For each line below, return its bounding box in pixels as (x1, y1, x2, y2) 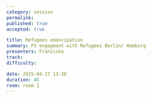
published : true (6, 20, 48, 26)
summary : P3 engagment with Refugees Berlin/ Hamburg (6, 43, 147, 49)
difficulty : (6, 59, 37, 66)
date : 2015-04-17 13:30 (6, 71, 67, 77)
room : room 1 (6, 82, 40, 89)
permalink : (6, 15, 34, 21)
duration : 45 (6, 77, 40, 83)
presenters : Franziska (6, 48, 64, 55)
